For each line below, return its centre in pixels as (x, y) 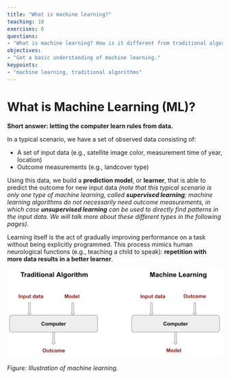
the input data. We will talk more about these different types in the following (114, 216)
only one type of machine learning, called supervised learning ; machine (110, 194)
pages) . (18, 224)
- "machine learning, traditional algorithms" (75, 72)
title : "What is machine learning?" (59, 14)
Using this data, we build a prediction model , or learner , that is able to (107, 180)
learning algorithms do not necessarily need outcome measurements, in (109, 202)
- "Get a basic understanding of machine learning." (84, 58)
